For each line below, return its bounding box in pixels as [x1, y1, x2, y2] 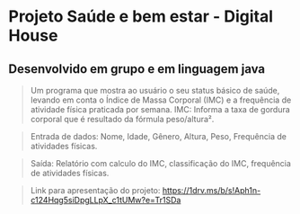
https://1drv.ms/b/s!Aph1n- [162, 185, 261, 195]
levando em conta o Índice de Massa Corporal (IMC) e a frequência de [30, 94, 292, 105]
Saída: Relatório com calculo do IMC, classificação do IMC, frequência [30, 158, 291, 168]
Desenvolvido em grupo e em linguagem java [8, 61, 266, 76]
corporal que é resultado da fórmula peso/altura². [30, 114, 215, 124]
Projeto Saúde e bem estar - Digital [8, 6, 273, 27]
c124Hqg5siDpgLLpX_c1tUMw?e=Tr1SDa [30, 195, 181, 205]
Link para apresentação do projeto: [30, 185, 161, 195]
